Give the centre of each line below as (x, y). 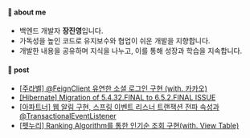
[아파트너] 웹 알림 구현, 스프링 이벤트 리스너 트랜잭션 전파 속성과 (119, 107)
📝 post (18, 70)
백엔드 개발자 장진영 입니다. (61, 31)
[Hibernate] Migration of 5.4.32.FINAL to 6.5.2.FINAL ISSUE (117, 98)
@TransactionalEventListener (68, 116)
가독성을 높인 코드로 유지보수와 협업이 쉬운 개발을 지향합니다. (115, 41)
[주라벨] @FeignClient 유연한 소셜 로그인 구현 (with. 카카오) (113, 88)
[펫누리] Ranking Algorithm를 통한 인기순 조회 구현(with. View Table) (129, 126)
